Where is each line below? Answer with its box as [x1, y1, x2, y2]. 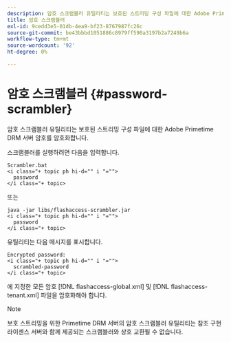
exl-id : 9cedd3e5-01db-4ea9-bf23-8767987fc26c [7, 23, 143, 30]
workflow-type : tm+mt [7, 36, 69, 43]
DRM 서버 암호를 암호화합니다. [7, 133, 89, 142]
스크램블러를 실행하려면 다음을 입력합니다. [7, 148, 120, 156]
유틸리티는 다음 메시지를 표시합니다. [7, 237, 103, 246]
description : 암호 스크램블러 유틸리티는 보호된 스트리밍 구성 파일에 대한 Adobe [7, 10, 210, 17]
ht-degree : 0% [7, 49, 48, 56]
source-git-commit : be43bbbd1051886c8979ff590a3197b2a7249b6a [7, 29, 189, 36]
